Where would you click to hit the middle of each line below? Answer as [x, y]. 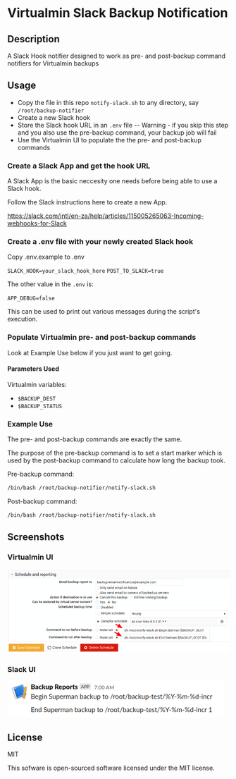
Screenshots [36, 537]
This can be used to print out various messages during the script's [104, 312]
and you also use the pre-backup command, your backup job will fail [117, 133]
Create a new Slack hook [54, 117]
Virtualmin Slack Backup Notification [118, 13]
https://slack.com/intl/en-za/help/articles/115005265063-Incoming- [106, 216]
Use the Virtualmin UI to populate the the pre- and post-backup [110, 140]
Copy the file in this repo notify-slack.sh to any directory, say [108, 102]
